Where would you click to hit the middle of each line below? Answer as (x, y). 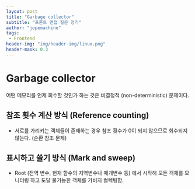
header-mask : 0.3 (27, 50)
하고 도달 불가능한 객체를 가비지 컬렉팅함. (77, 180)
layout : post (22, 11)
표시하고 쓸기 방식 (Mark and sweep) (71, 158)
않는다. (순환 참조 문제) (41, 138)
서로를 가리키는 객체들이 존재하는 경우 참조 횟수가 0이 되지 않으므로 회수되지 (101, 130)
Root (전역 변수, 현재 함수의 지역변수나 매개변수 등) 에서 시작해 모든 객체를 (99, 173)
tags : (13, 33)
